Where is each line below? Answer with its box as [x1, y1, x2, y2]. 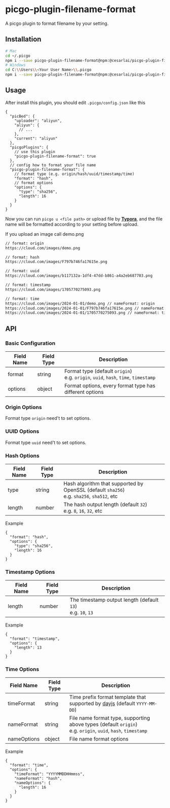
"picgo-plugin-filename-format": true [14, 154, 96, 159]
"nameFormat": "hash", [14, 776, 62, 781]
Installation [5, 35, 41, 44]
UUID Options [5, 428, 39, 435]
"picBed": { [10, 114, 35, 119]
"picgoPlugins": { [10, 144, 49, 150]
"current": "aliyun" [14, 136, 58, 141]
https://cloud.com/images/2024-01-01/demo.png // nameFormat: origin [5, 301, 155, 306]
